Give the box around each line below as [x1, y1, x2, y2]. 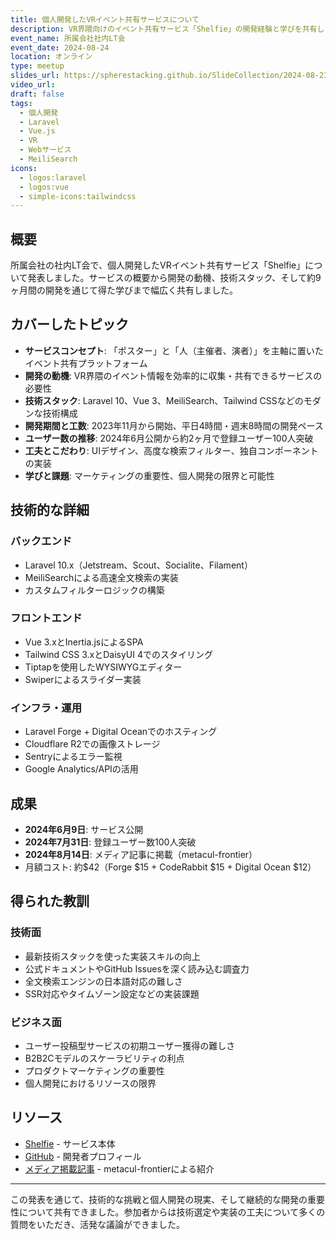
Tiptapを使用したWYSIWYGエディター [24, 661, 183, 673]
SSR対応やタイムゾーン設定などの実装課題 [24, 987, 200, 1000]
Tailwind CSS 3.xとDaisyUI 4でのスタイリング [24, 648, 213, 660]
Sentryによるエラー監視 [24, 751, 123, 763]
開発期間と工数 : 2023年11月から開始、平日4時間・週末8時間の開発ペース [24, 419, 324, 431]
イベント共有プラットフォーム [24, 357, 148, 369]
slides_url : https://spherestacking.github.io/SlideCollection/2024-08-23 [10, 71, 329, 81]
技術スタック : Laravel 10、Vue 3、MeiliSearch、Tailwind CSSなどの [24, 394, 304, 406]
